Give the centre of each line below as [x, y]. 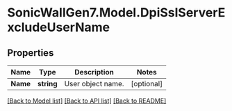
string [47, 84]
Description [94, 72]
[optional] [147, 84]
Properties [31, 53]
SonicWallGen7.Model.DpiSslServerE [116, 13]
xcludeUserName [59, 27]
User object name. [94, 84]
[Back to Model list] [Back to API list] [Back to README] [87, 101]
